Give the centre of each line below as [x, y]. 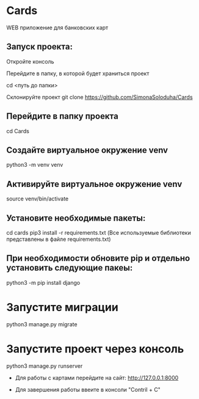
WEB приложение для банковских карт [57, 27]
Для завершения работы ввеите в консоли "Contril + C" [88, 389]
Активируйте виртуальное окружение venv [94, 184]
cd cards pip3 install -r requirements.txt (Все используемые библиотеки [99, 232]
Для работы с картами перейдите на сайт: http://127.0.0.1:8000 [97, 378]
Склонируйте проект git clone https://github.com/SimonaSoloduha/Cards [100, 97]
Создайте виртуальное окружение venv [87, 150]
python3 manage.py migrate [42, 324]
